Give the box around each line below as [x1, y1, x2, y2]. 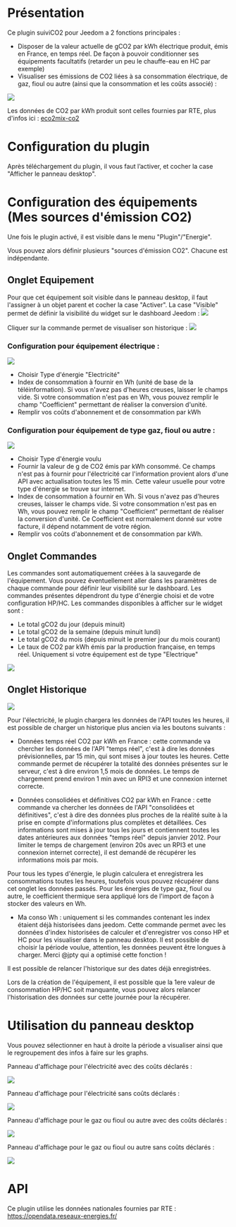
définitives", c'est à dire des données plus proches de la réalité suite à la [17, 810, 228, 819]
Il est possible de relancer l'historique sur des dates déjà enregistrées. [7, 964, 211, 972]
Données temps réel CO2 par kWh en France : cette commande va [17, 736, 211, 746]
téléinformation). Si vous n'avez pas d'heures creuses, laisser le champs [17, 385, 228, 393]
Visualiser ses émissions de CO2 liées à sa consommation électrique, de [17, 72, 228, 80]
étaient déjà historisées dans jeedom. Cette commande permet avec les [17, 920, 227, 929]
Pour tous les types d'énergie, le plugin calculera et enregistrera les [7, 869, 204, 878]
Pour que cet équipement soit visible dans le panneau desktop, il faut [7, 293, 209, 301]
